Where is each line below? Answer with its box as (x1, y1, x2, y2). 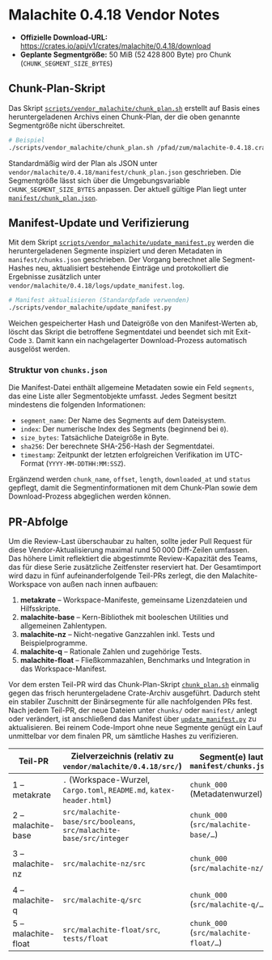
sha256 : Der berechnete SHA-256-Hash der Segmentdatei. (19, 441, 215, 451)
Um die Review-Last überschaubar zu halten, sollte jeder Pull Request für (8, 537, 253, 546)
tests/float (62, 934, 109, 944)
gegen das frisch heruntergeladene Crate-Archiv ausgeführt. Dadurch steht (8, 688, 261, 698)
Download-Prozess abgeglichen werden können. (8, 491, 172, 501)
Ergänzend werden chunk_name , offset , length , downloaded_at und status (8, 474, 251, 484)
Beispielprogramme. (19, 638, 87, 648)
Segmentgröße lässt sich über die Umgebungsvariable (8, 176, 190, 185)
